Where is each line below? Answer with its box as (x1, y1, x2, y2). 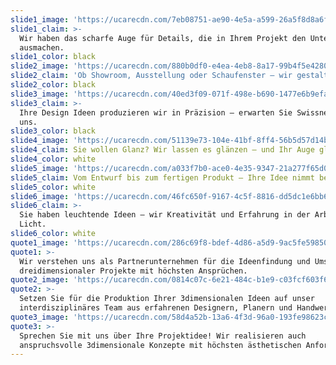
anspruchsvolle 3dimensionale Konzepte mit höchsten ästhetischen (19, 340, 302, 350)
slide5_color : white (10, 182, 97, 192)
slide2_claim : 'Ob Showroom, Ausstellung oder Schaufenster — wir (10, 71, 293, 81)
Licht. (19, 219, 47, 230)
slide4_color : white (10, 154, 97, 164)
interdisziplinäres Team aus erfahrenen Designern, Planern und (19, 303, 293, 313)
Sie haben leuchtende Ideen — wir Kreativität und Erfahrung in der (19, 210, 311, 220)
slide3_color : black (10, 126, 97, 136)
